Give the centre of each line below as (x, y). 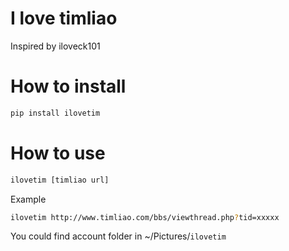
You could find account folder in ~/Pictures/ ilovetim (118, 236)
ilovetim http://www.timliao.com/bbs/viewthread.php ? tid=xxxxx (145, 217)
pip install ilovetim (55, 113)
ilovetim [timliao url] (60, 180)
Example (28, 199)
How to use (58, 153)
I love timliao (64, 18)
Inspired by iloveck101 (55, 46)
